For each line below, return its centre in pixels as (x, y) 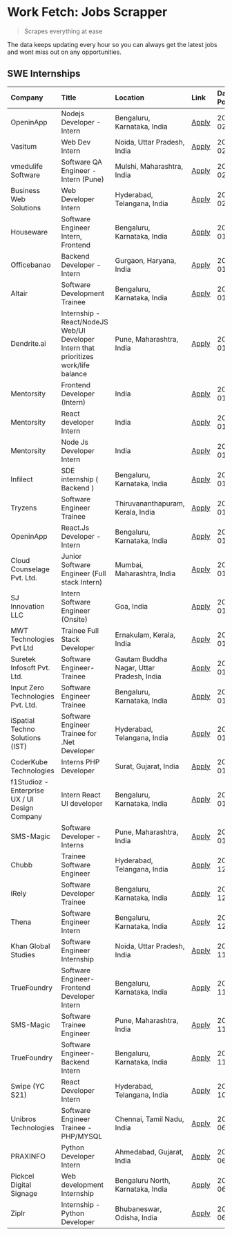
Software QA (81, 162)
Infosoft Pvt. (30, 667)
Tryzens (24, 508)
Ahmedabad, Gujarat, (149, 1152)
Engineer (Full (84, 573)
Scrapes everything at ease (63, 31)
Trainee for (79, 733)
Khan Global (30, 946)
